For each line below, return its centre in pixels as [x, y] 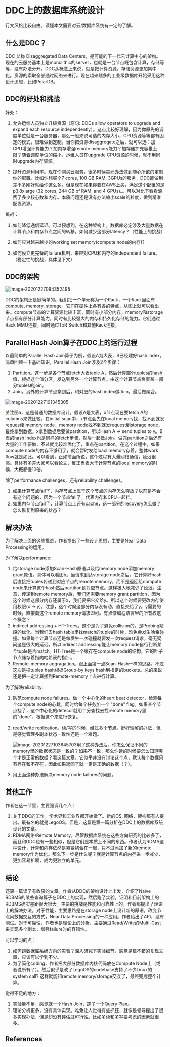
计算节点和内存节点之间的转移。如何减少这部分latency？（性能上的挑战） [89, 231]
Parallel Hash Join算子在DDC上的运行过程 [71, 342]
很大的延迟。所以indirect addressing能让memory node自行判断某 [94, 645]
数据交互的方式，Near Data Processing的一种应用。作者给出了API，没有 [89, 916]
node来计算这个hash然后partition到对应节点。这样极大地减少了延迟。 [85, 588]
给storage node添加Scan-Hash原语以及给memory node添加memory [83, 569]
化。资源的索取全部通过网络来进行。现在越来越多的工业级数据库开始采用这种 [85, 75]
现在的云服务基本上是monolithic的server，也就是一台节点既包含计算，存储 [83, 62]
